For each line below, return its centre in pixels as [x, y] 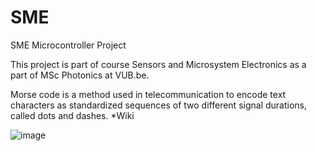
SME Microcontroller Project [68, 45]
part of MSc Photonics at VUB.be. [80, 75]
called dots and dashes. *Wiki [72, 115]
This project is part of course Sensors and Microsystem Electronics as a [158, 64]
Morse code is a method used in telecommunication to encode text [148, 94]
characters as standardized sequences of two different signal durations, [159, 105]
